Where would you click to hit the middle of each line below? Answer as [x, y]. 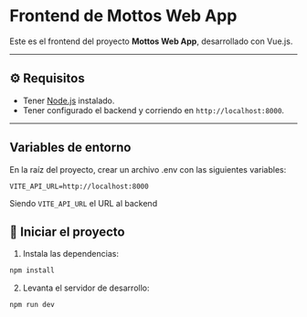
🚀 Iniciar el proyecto [67, 232]
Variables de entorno [70, 148]
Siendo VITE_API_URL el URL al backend [84, 203]
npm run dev [32, 305]
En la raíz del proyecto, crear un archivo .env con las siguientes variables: [148, 169]
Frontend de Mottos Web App [123, 16]
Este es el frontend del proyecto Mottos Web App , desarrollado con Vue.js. [151, 41]
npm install [32, 270]
